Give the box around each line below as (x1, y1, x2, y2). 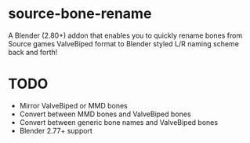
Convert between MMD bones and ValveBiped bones (19, 109, 191, 119)
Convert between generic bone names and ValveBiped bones (19, 117, 218, 126)
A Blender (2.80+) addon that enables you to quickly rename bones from (8, 31, 243, 40)
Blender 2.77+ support (19, 126, 92, 135)
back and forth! (8, 47, 58, 57)
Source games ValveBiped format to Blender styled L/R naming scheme (8, 38, 239, 48)
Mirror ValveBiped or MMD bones (19, 101, 128, 110)
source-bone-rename (8, 5, 152, 23)
